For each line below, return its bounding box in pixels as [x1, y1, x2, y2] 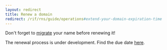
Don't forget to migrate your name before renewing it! [5, 30, 115, 36]
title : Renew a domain [5, 12, 52, 17]
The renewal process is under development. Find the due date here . [5, 40, 145, 46]
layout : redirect [5, 7, 41, 12]
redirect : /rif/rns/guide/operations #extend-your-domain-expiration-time [5, 16, 162, 21]
